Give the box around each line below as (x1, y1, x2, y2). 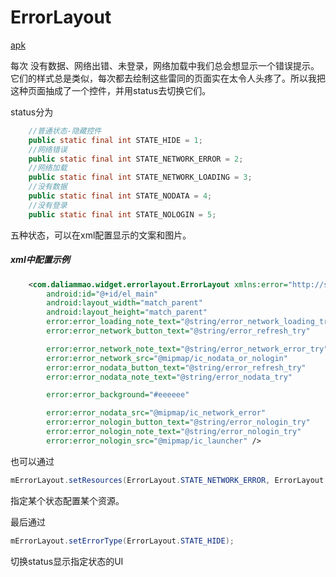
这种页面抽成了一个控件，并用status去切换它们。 (10, 84, 212, 96)
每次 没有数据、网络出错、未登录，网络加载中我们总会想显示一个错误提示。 (10, 59, 320, 71)
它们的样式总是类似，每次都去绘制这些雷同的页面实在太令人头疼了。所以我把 (10, 72, 326, 84)
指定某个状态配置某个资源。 (10, 494, 125, 506)
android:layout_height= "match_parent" (46, 307, 208, 318)
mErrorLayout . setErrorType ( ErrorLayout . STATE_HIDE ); (10, 536, 235, 546)
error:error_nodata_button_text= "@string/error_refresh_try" (46, 362, 307, 373)
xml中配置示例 (10, 254, 70, 266)
